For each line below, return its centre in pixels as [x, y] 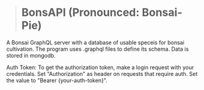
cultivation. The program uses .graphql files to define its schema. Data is [98, 49]
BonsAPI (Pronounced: [80, 13]
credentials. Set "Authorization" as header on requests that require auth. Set [102, 73]
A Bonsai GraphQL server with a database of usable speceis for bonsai [95, 42]
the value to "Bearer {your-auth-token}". [57, 80]
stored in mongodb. [31, 55]
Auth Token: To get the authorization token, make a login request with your [100, 67]
